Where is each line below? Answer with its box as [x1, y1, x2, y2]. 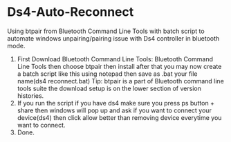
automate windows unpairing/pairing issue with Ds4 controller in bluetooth [7, 34, 220, 42]
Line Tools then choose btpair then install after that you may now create [17, 62, 222, 70]
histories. [17, 91, 44, 100]
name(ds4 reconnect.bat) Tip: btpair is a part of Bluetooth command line [17, 77, 225, 85]
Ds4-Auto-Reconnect [7, 4, 134, 20]
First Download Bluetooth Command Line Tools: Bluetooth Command [17, 54, 213, 63]
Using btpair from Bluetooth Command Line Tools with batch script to [7, 27, 205, 35]
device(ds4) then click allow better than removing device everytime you [17, 113, 222, 121]
